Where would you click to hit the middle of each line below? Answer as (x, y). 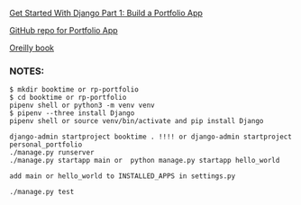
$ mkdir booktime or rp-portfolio (74, 90)
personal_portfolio (46, 145)
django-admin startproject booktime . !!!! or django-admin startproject (151, 137)
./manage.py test (42, 192)
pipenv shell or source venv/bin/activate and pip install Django (137, 121)
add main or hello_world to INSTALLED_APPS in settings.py (123, 176)
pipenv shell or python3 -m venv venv (82, 106)
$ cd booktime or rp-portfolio (68, 98)
